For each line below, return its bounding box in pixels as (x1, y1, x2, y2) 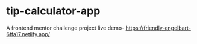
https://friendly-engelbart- (125, 24, 192, 31)
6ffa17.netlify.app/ (6, 30, 50, 37)
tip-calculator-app (6, 4, 101, 18)
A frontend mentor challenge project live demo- (6, 24, 125, 31)
